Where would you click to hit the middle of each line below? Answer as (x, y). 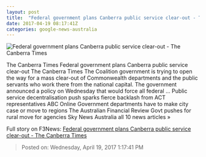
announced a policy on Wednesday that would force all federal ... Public (97, 91)
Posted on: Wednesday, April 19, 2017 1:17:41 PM (82, 147)
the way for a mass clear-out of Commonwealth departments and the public (102, 78)
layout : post (23, 12)
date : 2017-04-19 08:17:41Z (42, 23)
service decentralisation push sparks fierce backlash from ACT (86, 98)
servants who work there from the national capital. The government (92, 85)
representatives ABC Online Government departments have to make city (97, 104)
